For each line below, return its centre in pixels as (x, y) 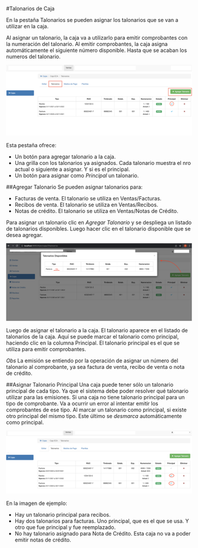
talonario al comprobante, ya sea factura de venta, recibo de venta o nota (95, 367)
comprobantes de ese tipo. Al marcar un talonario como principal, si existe (96, 410)
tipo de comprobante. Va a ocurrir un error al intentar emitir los (82, 403)
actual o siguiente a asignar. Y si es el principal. (72, 169)
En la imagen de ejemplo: (37, 503)
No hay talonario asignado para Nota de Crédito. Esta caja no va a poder (103, 534)
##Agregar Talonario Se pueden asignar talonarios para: (75, 187)
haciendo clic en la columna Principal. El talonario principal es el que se (93, 343)
